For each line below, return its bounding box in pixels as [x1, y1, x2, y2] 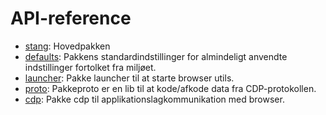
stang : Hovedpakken [24, 40, 111, 52]
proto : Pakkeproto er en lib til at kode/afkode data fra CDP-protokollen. [24, 82, 317, 94]
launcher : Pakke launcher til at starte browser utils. [24, 72, 235, 84]
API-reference [10, 7, 132, 30]
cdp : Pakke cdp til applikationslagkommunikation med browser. [24, 93, 285, 105]
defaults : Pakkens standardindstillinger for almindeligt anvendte [24, 50, 288, 62]
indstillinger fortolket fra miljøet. [24, 61, 157, 73]
